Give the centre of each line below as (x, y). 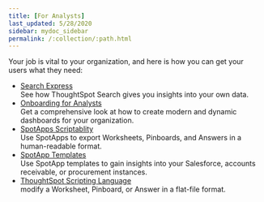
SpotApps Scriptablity (57, 129)
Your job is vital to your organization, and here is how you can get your (126, 62)
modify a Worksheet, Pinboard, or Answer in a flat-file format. (123, 189)
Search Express (46, 86)
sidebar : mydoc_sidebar (49, 31)
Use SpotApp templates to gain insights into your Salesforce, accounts (138, 164)
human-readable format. (61, 146)
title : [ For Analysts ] (47, 16)
